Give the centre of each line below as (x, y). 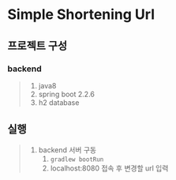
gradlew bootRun (77, 159)
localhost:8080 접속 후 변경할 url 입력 (109, 168)
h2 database (59, 102)
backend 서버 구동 (67, 150)
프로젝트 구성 (37, 45)
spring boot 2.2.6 (67, 94)
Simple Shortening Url (81, 15)
